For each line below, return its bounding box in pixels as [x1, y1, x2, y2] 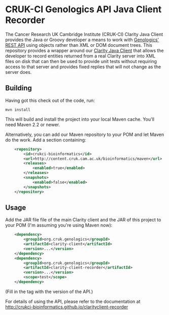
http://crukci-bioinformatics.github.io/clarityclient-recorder [5, 304, 128, 310]
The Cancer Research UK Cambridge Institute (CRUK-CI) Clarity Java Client [5, 31, 163, 37]
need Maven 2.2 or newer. [5, 121, 60, 128]
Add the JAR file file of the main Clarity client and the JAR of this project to [5, 217, 161, 223]
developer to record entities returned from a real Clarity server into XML [5, 52, 156, 59]
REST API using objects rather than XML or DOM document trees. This [5, 42, 152, 48]
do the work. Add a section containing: [5, 136, 86, 143]
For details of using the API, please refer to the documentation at [5, 298, 141, 304]
